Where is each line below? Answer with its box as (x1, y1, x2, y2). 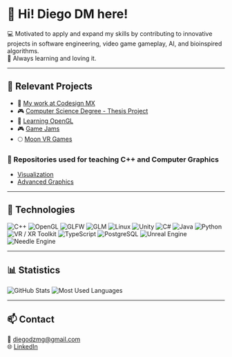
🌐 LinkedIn (7, 342, 38, 351)
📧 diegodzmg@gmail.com (7, 335, 81, 344)
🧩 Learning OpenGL (17, 117, 74, 125)
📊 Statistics (7, 264, 61, 276)
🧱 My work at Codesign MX (17, 99, 95, 107)
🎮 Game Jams (17, 124, 60, 133)
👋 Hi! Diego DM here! (7, 6, 128, 22)
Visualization (17, 171, 54, 179)
